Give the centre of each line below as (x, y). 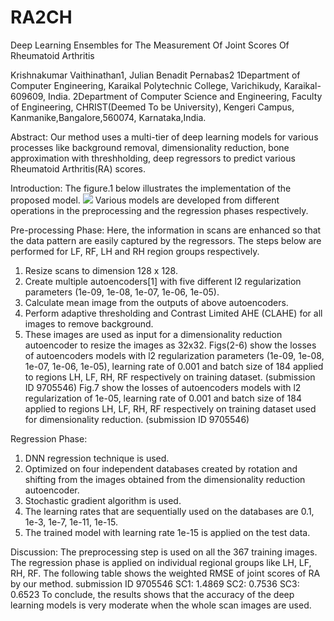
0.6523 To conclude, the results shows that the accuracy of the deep (152, 594)
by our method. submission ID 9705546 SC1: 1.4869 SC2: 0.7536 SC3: (155, 583)
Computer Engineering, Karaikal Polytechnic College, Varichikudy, (146, 85)
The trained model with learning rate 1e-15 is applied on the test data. (167, 532)
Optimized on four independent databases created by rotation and (161, 468)
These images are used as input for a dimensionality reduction (153, 334)
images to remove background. (89, 323)
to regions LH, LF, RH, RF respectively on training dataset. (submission (170, 377)
